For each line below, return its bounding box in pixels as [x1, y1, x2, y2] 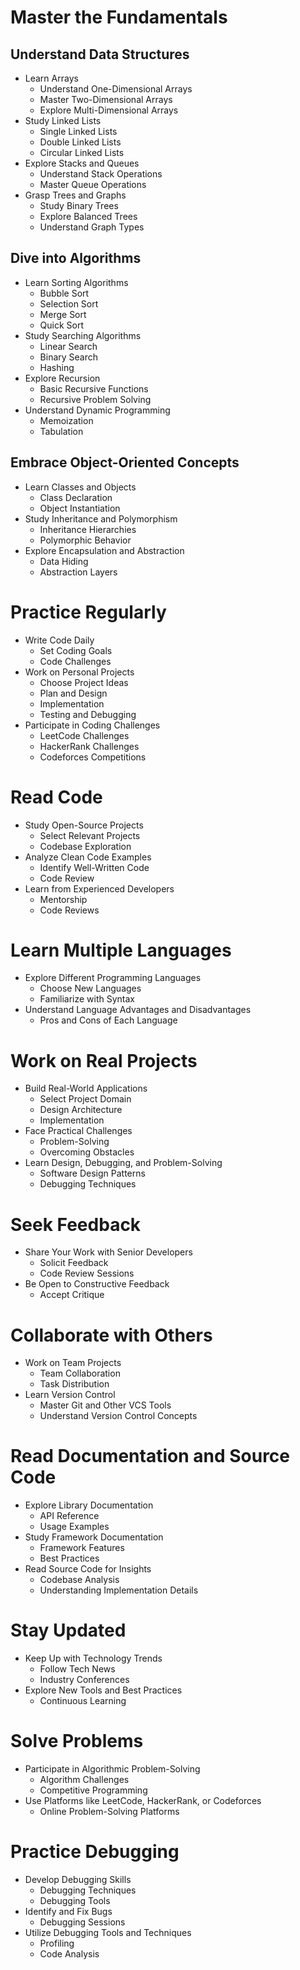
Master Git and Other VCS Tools [39, 1399, 172, 1411]
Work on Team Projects [24, 1357, 122, 1369]
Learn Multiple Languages [10, 939, 232, 961]
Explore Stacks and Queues [24, 157, 140, 169]
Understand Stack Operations [39, 168, 163, 180]
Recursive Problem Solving [39, 393, 152, 405]
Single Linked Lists [39, 126, 118, 137]
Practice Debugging [10, 1841, 180, 1863]
